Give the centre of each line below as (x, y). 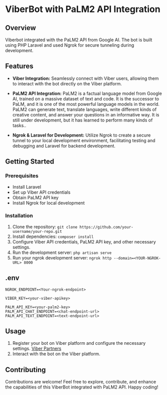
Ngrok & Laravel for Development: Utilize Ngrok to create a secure (81, 135)
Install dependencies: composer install (53, 236)
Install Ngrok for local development (48, 203)
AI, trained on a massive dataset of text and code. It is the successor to (85, 98)
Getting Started (30, 162)
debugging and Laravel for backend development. (64, 146)
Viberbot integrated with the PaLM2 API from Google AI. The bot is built (79, 40)
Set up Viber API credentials (41, 192)
